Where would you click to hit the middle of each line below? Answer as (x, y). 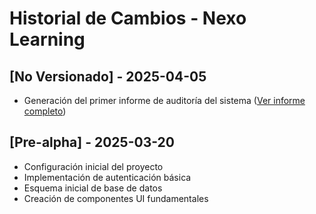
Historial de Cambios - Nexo (128, 18)
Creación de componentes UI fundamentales (116, 198)
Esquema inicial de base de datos (93, 188)
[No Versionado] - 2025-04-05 (108, 76)
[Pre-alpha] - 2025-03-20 (92, 142)
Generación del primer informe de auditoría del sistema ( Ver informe (164, 100)
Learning (47, 39)
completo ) (45, 111)
